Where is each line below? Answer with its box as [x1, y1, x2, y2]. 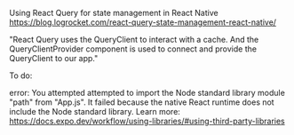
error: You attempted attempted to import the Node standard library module [9, 88, 286, 98]
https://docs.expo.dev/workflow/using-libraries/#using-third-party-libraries [9, 115, 286, 126]
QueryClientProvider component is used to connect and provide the [9, 44, 258, 54]
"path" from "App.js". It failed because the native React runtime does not [9, 97, 274, 107]
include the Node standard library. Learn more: [9, 107, 180, 116]
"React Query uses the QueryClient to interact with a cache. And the [9, 35, 259, 44]
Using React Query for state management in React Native [9, 8, 219, 18]
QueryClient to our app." [9, 53, 99, 63]
